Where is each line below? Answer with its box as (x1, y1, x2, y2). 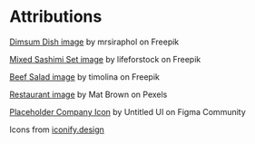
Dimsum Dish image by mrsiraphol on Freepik (9, 36, 180, 47)
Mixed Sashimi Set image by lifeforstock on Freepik (9, 53, 201, 64)
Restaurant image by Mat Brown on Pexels (9, 89, 168, 100)
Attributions (9, 6, 103, 27)
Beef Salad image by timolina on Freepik (9, 71, 161, 82)
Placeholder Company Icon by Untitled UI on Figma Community (9, 106, 247, 117)
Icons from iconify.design (9, 124, 104, 135)
